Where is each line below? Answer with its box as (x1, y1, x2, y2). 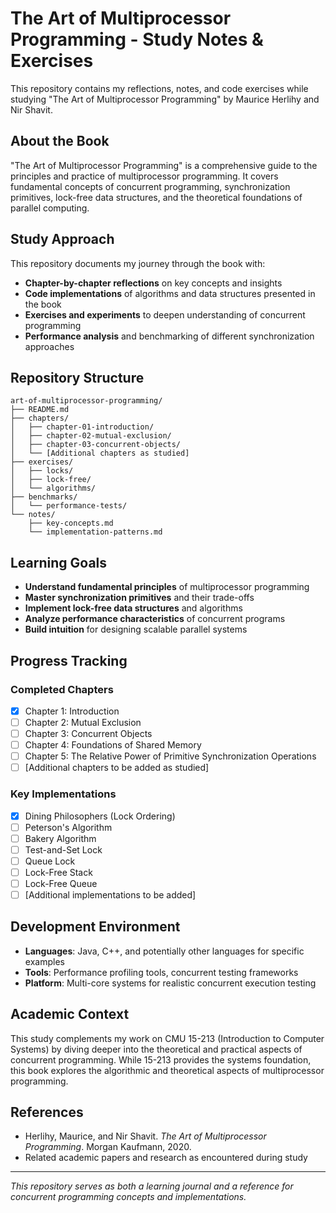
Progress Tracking (10, 652, 128, 669)
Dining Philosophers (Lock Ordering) (24, 810, 176, 822)
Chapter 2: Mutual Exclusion (24, 716, 142, 728)
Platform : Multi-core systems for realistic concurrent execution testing (24, 977, 317, 989)
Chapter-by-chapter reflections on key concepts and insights (24, 277, 283, 289)
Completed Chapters (10, 682, 114, 696)
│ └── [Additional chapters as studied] (10, 448, 190, 459)
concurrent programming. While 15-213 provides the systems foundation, (10, 1053, 312, 1066)
